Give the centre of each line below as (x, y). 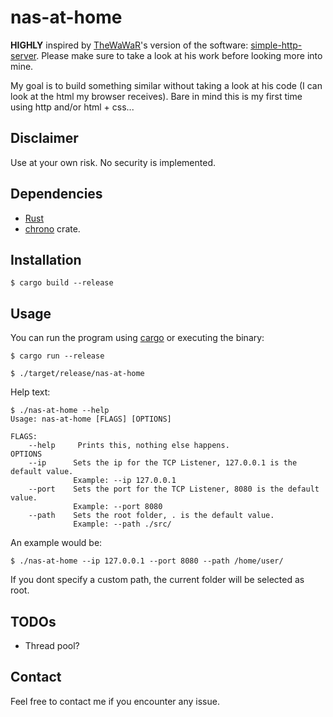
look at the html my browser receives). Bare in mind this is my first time (156, 96)
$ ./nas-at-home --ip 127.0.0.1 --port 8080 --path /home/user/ (147, 561)
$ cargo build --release (62, 283)
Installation (46, 259)
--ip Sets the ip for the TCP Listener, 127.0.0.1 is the (163, 463)
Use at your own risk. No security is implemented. (113, 162)
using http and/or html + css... (72, 107)
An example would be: (56, 543)
